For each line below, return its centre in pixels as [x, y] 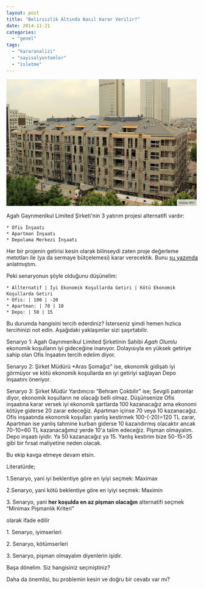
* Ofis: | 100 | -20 [33, 300]
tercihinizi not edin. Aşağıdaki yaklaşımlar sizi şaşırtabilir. [77, 330]
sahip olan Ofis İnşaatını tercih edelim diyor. [61, 354]
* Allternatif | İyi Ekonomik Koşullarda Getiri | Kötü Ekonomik [91, 287]
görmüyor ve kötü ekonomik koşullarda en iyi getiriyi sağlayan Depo [91, 373]
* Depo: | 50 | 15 [30, 312]
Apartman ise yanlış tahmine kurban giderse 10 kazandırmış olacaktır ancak [101, 423]
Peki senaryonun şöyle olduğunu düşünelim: [62, 276]
